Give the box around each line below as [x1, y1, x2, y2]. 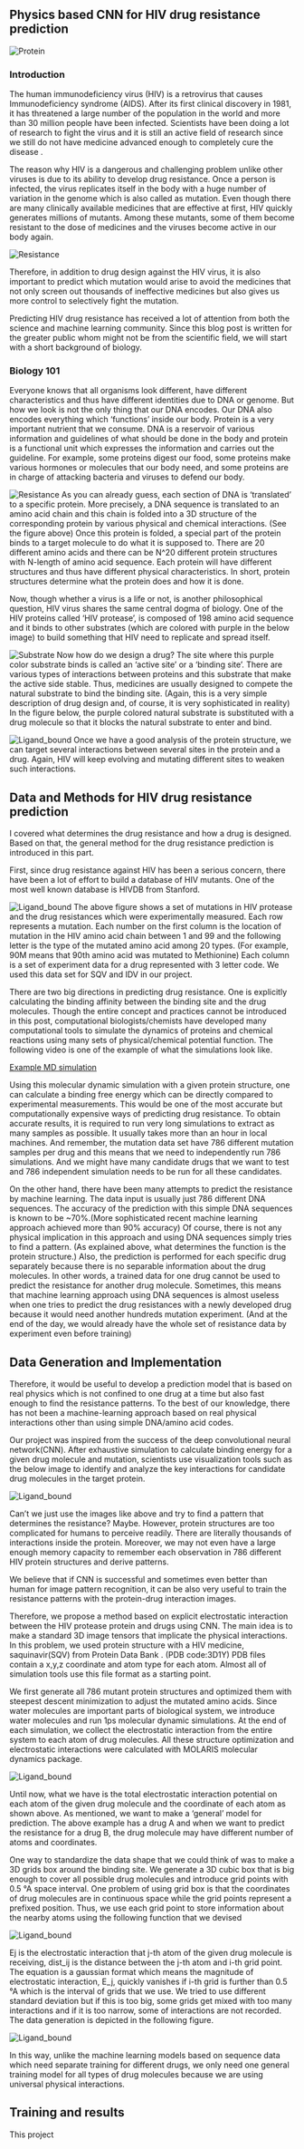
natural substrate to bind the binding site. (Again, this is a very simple [9, 688, 268, 699]
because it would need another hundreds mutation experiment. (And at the [9, 1309, 288, 1320]
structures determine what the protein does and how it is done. [9, 576, 244, 587]
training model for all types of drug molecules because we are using [9, 2069, 264, 2080]
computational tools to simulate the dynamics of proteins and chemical [9, 1025, 273, 1036]
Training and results [9, 2105, 125, 2120]
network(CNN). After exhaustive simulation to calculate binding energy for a [9, 1445, 292, 1456]
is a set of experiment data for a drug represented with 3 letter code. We [9, 960, 280, 971]
